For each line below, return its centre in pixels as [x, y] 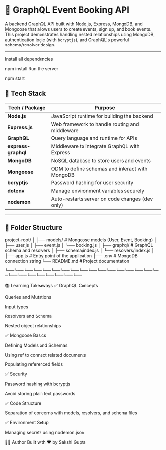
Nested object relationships [33, 325]
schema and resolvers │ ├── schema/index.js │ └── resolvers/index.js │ [80, 250]
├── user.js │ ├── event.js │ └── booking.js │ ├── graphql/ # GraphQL [79, 245]
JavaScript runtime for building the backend [102, 116]
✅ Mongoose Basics [26, 335]
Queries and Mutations [28, 297]
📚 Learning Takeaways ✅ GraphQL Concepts [52, 285]
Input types [17, 307]
